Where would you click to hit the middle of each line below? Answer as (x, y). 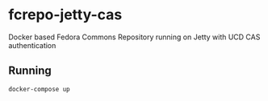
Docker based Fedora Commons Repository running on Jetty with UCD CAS (134, 37)
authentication (32, 45)
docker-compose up (39, 89)
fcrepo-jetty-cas (65, 15)
